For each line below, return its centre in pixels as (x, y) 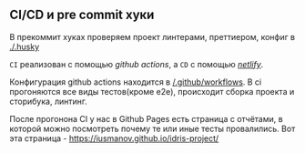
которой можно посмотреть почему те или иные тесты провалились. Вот (152, 128)
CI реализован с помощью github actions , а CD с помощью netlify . (137, 64)
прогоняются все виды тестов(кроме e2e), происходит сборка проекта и (152, 91)
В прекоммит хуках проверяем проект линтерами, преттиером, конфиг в (152, 36)
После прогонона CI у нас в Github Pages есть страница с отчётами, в (147, 118)
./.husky (25, 46)
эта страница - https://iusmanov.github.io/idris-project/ (114, 138)
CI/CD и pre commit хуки (82, 15)
